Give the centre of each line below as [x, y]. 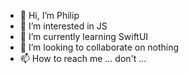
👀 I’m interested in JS [63, 26]
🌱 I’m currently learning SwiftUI [84, 36]
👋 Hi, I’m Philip [49, 15]
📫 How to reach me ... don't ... [83, 58]
